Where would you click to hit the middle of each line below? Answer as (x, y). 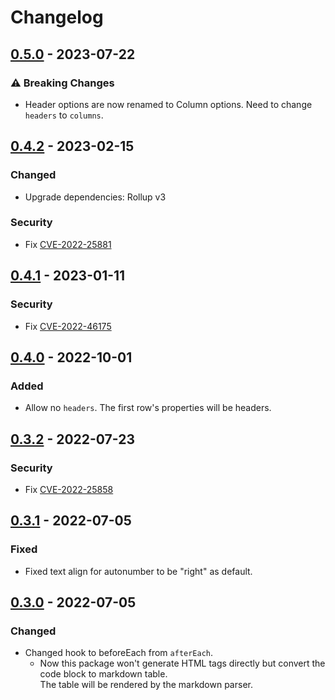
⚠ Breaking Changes (62, 83)
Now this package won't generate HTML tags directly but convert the (182, 663)
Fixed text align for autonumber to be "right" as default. (138, 571)
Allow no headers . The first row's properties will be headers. (148, 408)
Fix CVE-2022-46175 (68, 326)
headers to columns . (64, 115)
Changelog (57, 17)
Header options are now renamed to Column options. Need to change (168, 104)
